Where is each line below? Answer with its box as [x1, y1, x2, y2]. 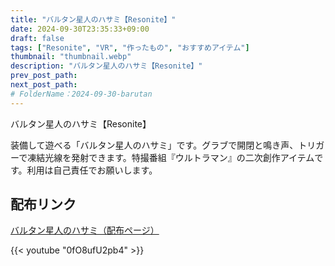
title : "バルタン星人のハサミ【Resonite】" [10, 14, 177, 25]
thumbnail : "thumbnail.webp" [10, 52, 132, 62]
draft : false [10, 33, 65, 43]
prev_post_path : [10, 71, 78, 81]
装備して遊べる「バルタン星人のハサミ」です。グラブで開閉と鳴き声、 [10, 139, 299, 151]
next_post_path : [10, 80, 78, 90]
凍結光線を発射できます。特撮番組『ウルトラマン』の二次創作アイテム [27, 151, 315, 163]
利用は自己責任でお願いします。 [26, 164, 158, 176]
